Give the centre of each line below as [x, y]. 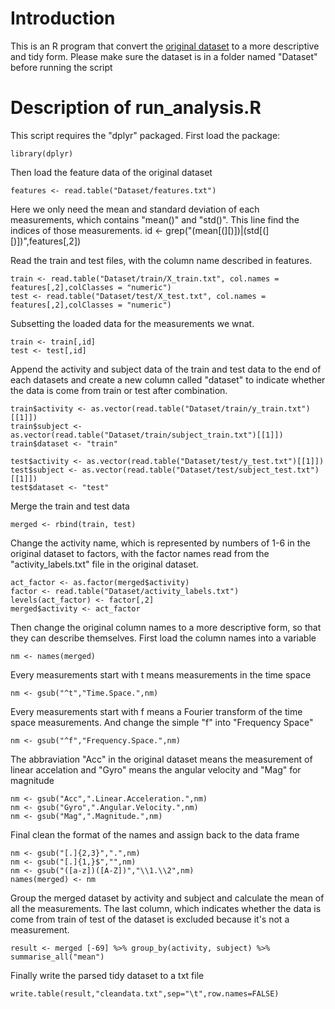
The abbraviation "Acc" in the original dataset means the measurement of [161, 759]
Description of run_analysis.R [136, 108]
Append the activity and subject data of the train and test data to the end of [166, 369]
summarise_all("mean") [57, 957]
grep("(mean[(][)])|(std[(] [217, 230]
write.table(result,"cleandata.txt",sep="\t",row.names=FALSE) [145, 993]
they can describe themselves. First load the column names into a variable [163, 638]
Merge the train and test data [70, 506]
